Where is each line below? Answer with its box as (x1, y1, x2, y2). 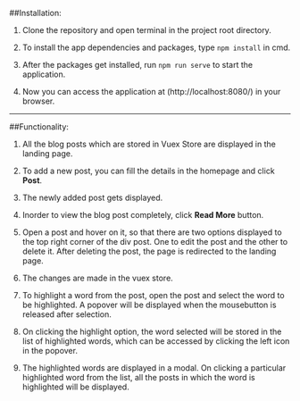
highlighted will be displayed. (21, 381, 129, 392)
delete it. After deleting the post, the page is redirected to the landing (21, 246, 277, 256)
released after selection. (21, 309, 112, 320)
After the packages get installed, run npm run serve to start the (21, 60, 253, 70)
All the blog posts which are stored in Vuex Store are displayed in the (21, 138, 277, 149)
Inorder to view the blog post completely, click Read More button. (21, 210, 264, 220)
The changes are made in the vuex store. (21, 272, 174, 283)
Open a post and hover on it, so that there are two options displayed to (21, 227, 283, 238)
